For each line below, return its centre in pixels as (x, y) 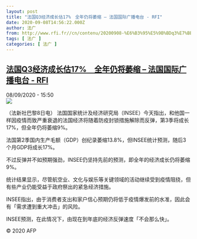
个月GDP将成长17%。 (32, 147)
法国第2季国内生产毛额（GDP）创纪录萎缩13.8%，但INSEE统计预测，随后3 (96, 140)
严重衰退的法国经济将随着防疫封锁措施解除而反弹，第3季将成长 (113, 120)
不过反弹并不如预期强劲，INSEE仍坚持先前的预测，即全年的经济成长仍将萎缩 (98, 159)
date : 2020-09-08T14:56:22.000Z (45, 22)
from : (13, 33)
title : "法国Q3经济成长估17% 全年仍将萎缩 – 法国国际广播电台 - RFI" (84, 17)
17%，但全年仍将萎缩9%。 (38, 127)
